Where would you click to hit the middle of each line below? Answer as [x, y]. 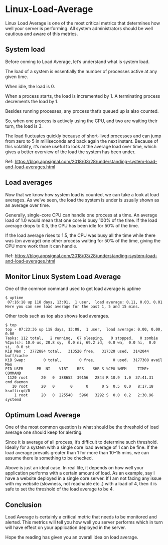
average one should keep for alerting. [44, 432]
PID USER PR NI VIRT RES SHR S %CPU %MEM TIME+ [77, 369]
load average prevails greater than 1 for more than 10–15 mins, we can [77, 453]
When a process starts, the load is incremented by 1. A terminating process [83, 96]
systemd [13, 400]
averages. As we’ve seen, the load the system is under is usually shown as [82, 200]
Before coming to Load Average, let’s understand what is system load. [77, 62]
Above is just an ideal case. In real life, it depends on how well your [74, 468]
